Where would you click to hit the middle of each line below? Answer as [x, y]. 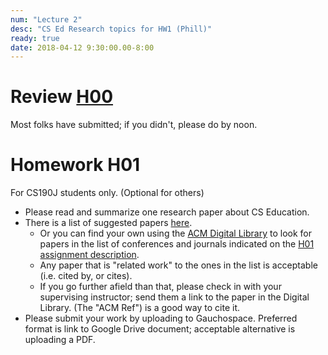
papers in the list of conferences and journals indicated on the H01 [177, 244]
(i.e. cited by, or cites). [86, 276]
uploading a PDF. [60, 340]
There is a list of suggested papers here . [108, 223]
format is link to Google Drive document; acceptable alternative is [160, 329]
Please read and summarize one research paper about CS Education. [167, 212]
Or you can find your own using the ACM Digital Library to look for [175, 233]
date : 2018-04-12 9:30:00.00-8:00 [82, 47]
